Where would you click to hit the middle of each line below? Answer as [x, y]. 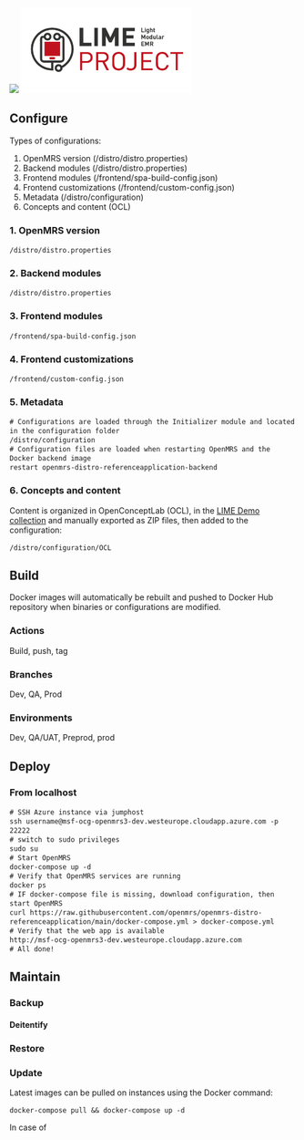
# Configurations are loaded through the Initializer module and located [152, 422]
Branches [31, 674]
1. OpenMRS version [55, 230]
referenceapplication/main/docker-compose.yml [99, 922]
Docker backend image [51, 459]
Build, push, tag [39, 650]
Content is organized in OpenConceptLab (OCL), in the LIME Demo [135, 510]
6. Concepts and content [65, 491]
